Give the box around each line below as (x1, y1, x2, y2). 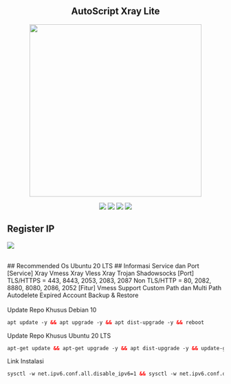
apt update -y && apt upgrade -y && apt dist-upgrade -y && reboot (7, 319, 205, 326)
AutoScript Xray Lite (71, 6, 160, 17)
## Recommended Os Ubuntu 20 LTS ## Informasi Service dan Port (7, 261, 199, 270)
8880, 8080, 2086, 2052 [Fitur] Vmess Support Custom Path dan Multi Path (7, 283, 222, 292)
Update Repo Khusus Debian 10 (7, 305, 97, 314)
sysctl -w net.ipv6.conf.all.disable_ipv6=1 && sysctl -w (7, 370, 177, 378)
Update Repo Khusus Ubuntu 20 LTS (7, 331, 111, 340)
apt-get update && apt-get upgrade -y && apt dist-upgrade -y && (7, 345, 198, 352)
